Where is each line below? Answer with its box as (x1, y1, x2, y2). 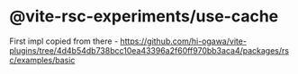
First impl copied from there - (9, 36, 119, 46)
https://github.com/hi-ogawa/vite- (120, 36, 248, 46)
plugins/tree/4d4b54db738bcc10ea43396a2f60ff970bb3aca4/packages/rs (9, 45, 290, 55)
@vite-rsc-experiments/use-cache (9, 6, 279, 27)
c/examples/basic (9, 54, 76, 65)
